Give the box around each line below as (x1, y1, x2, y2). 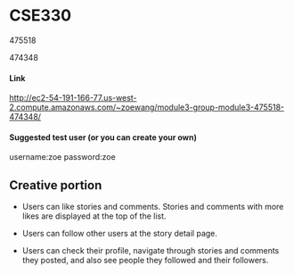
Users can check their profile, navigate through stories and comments (21, 245, 280, 256)
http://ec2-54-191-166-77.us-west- (9, 93, 137, 104)
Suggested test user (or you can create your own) (9, 131, 198, 143)
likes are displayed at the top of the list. (21, 211, 167, 221)
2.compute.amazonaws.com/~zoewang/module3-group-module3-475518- (9, 102, 285, 112)
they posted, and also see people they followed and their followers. (21, 255, 269, 266)
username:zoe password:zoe (9, 152, 116, 162)
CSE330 (9, 5, 72, 26)
